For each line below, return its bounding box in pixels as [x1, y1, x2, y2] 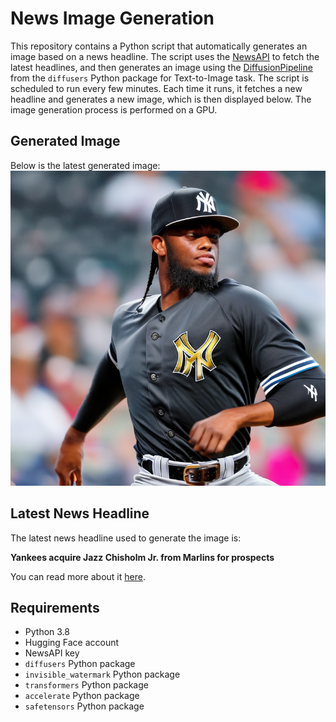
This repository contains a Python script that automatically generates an [10, 40, 308, 52]
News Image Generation [10, 7, 215, 30]
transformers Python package [24, 679, 149, 691]
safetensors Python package [24, 700, 145, 712]
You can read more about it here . [10, 570, 146, 582]
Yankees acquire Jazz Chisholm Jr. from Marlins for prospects [10, 551, 275, 563]
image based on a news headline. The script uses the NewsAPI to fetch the [10, 50, 320, 62]
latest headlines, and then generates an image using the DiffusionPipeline [10, 61, 313, 73]
